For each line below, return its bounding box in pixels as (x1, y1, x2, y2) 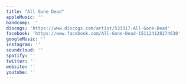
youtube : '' (6, 69, 35, 75)
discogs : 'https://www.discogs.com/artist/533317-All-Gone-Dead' (6, 25, 170, 31)
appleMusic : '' (6, 14, 44, 20)
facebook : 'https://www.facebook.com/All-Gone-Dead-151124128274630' (6, 31, 181, 37)
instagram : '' (6, 42, 41, 48)
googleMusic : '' (6, 36, 46, 42)
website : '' (6, 63, 35, 70)
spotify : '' (6, 53, 35, 59)
